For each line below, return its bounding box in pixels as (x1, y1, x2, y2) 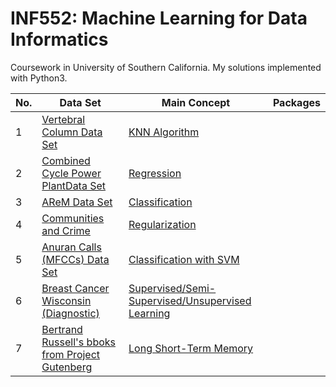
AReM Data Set (41, 195, 113, 209)
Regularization (128, 217, 197, 231)
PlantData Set (41, 178, 107, 192)
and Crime (41, 223, 91, 237)
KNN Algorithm (128, 125, 200, 139)
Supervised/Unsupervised (128, 293, 252, 307)
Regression (128, 166, 182, 180)
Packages (272, 95, 321, 109)
